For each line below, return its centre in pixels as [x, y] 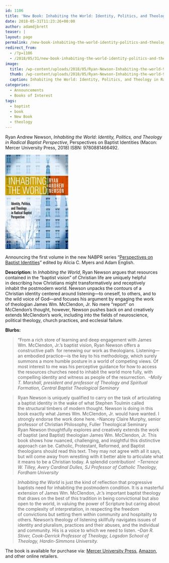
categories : [18, 85]
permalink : [17, 43]
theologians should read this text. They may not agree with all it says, [89, 451]
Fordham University [38, 472]
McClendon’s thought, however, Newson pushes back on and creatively [79, 310]
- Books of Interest [31, 96]
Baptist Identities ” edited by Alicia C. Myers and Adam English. [70, 262]
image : [12, 64]
